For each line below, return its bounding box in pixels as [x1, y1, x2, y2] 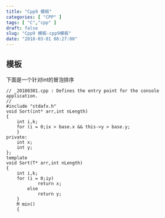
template [6, 154, 28, 161]
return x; [37, 180, 62, 186]
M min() [16, 201, 35, 207]
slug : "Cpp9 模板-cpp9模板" [6, 31, 72, 37]
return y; [37, 191, 62, 197]
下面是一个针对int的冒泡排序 [6, 76, 75, 83]
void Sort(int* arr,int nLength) [6, 108, 88, 114]
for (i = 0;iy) [16, 175, 54, 181]
